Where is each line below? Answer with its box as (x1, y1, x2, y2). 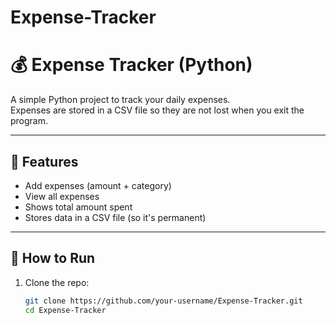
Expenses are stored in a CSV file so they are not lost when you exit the (10, 104, 305, 116)
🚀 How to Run (10, 250, 96, 267)
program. (10, 115, 49, 127)
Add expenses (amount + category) (24, 179, 172, 191)
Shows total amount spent (24, 201, 133, 213)
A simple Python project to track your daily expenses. (10, 94, 231, 106)
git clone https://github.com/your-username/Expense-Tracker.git (24, 296, 303, 306)
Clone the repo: (24, 276, 90, 288)
